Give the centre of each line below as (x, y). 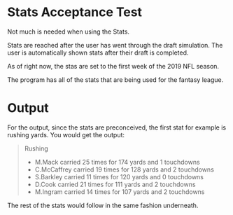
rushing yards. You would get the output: (66, 134)
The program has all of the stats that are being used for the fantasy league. (115, 79)
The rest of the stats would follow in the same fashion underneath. (103, 205)
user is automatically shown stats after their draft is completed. (98, 53)
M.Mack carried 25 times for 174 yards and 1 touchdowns (118, 162)
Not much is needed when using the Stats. (69, 32)
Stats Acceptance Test (75, 12)
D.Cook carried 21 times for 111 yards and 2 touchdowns (115, 184)
